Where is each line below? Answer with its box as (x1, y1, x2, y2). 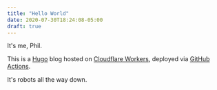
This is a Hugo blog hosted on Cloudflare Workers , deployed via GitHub (7, 55, 210, 63)
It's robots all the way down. (7, 76, 87, 84)
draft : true (7, 23, 41, 30)
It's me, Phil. (7, 42, 43, 50)
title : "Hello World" (7, 10, 70, 17)
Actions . (7, 63, 31, 71)
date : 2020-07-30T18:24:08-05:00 (7, 16, 103, 23)
